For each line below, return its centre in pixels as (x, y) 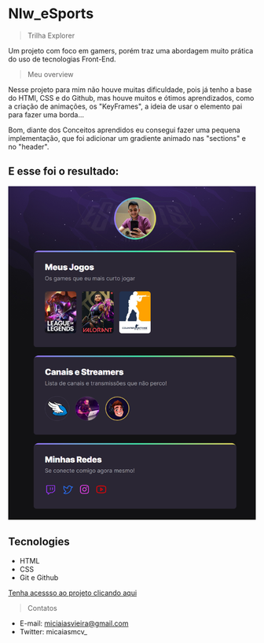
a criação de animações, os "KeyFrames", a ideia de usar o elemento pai (125, 106)
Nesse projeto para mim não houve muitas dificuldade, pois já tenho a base (130, 89)
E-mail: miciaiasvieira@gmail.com (74, 623)
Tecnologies (39, 542)
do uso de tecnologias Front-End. (62, 59)
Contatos (42, 608)
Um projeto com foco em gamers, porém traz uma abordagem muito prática (131, 50)
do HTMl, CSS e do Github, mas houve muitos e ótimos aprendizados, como (131, 98)
